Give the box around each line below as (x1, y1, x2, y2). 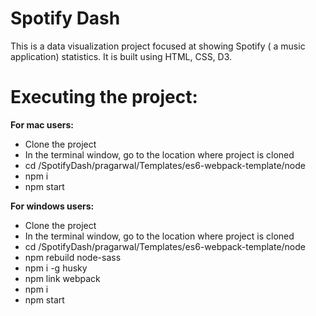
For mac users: (10, 118, 74, 131)
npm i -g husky (24, 262, 88, 274)
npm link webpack (24, 272, 101, 284)
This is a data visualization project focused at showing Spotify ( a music (10, 40, 306, 52)
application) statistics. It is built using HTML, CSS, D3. (10, 50, 233, 62)
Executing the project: (10, 86, 198, 109)
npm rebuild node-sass (24, 251, 122, 263)
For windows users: (10, 200, 95, 212)
